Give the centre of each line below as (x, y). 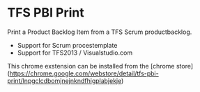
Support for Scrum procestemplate (67, 45)
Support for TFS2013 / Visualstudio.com (75, 53)
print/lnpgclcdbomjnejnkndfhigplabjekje (64, 80)
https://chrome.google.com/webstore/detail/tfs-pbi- (84, 73)
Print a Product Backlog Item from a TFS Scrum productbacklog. (100, 32)
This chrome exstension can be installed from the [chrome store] (100, 66)
